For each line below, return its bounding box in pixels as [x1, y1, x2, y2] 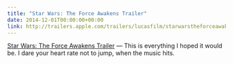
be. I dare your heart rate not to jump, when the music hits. [7, 49, 175, 57]
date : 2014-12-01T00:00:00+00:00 [7, 17, 104, 23]
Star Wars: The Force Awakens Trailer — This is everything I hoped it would [7, 42, 223, 50]
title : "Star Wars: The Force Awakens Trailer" [7, 10, 148, 17]
